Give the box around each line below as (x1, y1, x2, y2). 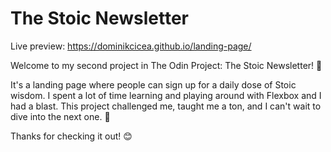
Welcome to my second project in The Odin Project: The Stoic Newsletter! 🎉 (10, 59, 323, 71)
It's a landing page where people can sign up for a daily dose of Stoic (10, 78, 297, 91)
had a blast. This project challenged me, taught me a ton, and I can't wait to (10, 100, 322, 112)
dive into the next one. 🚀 (10, 110, 111, 122)
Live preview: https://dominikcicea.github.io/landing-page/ (10, 40, 252, 52)
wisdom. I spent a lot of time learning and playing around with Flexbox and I (10, 89, 322, 101)
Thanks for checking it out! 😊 (10, 130, 133, 142)
